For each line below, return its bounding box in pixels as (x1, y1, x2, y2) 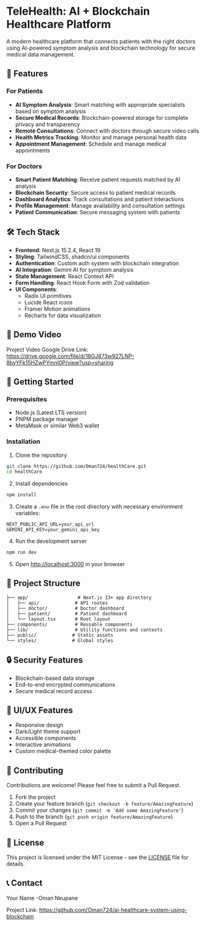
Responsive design (15, 722, 64, 729)
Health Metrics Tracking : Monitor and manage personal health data (15, 133, 187, 141)
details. (6, 860, 25, 868)
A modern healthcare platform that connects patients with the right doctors (6, 37, 196, 45)
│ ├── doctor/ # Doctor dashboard (6, 605, 124, 612)
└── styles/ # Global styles (6, 637, 114, 644)
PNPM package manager (15, 416, 78, 423)
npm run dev (6, 550, 37, 556)
